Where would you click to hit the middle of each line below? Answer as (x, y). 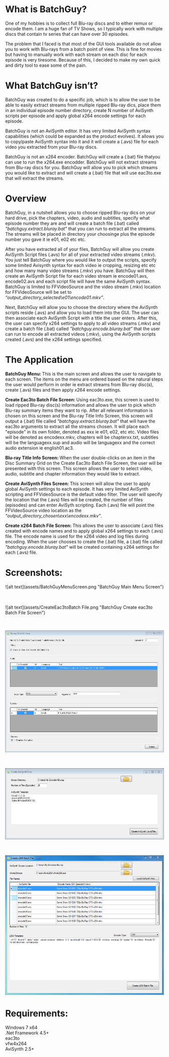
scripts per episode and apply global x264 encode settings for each (75, 116)
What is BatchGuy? (46, 9)
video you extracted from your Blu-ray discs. (52, 147)
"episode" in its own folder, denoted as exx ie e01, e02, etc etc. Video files (82, 432)
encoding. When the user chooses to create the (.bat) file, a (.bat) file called (84, 542)
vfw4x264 (16, 1043)
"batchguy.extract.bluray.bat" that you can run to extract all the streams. (80, 229)
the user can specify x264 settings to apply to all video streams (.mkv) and (83, 323)
